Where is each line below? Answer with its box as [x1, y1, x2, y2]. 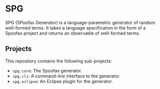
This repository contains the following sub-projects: [5, 58, 112, 64]
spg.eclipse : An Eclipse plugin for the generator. [12, 78, 113, 84]
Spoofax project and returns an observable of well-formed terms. [5, 30, 140, 36]
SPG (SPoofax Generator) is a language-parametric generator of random [5, 19, 155, 25]
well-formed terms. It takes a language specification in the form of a [5, 24, 146, 30]
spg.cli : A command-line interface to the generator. [12, 73, 120, 79]
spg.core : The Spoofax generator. [12, 67, 82, 73]
